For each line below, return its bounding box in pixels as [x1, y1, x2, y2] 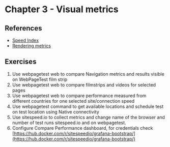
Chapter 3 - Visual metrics [5, 4, 119, 15]
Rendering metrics [12, 43, 51, 49]
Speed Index [12, 37, 39, 43]
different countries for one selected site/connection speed [12, 98, 135, 104]
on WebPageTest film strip [12, 76, 68, 82]
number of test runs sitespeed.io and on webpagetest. [12, 120, 126, 126]
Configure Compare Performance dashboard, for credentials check [12, 125, 153, 131]
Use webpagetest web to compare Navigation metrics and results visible [12, 71, 165, 77]
